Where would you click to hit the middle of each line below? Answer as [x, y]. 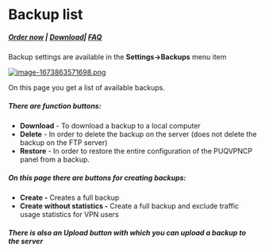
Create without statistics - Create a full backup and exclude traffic [129, 206]
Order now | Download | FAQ [55, 36]
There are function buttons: [55, 105]
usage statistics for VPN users [69, 215]
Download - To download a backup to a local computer [110, 126]
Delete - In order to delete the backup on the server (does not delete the [138, 134]
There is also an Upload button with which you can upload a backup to [127, 232]
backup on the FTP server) [63, 143]
